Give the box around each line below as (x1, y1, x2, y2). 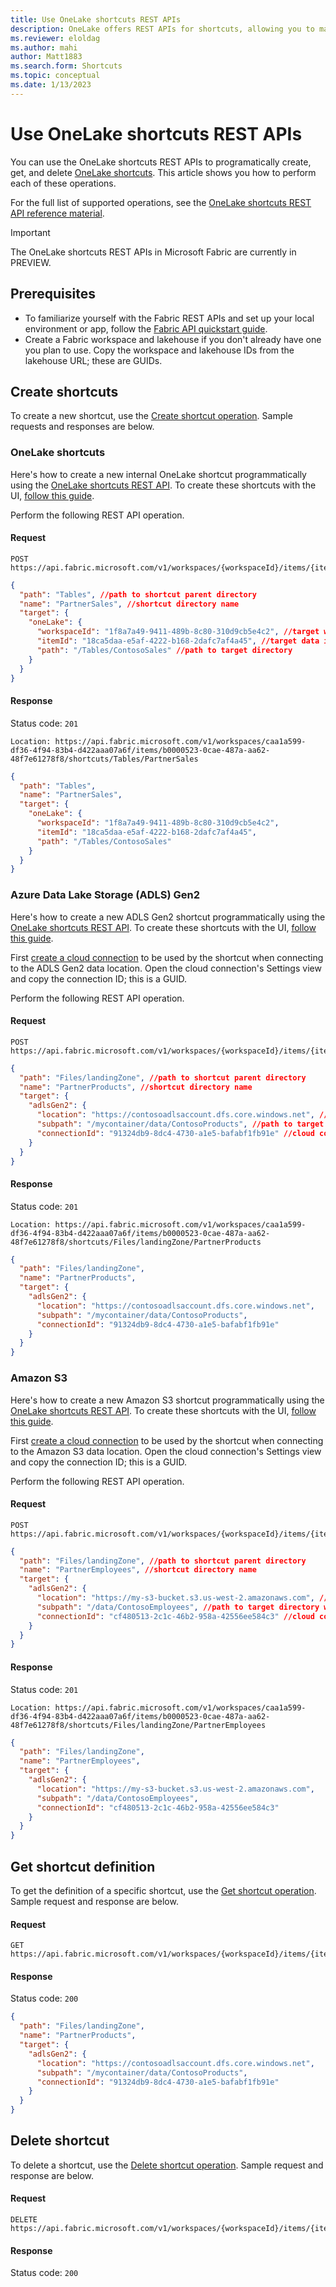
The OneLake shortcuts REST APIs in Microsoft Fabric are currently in (10, 246, 297, 258)
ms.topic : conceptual (10, 71, 101, 81)
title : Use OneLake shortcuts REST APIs (10, 14, 182, 25)
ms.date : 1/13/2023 (10, 80, 92, 90)
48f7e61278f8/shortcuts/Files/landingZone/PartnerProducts (10, 1237, 262, 1247)
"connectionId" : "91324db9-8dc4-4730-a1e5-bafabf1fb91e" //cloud (36, 1128, 315, 1138)
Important (10, 226, 51, 238)
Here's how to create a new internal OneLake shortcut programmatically (10, 468, 307, 480)
